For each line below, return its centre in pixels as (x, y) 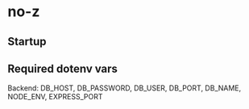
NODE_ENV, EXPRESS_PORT (55, 97)
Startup (27, 42)
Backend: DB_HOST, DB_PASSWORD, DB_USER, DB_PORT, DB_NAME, (124, 88)
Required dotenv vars (63, 68)
